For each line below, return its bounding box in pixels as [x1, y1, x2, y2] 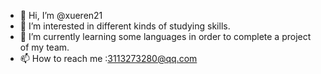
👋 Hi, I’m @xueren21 [19, 10, 103, 21]
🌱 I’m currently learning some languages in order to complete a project [19, 31, 312, 42]
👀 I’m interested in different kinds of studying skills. [19, 20, 231, 32]
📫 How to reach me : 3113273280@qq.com [19, 53, 198, 64]
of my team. [19, 41, 70, 53]
